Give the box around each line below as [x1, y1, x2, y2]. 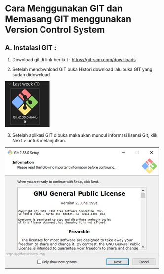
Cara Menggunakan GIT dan [5, 3, 123, 14]
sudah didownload [12, 72, 50, 77]
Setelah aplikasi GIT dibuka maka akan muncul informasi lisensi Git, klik [12, 132, 158, 138]
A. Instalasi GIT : [5, 43, 57, 52]
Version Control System [5, 24, 105, 35]
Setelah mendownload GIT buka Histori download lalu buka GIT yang [12, 66, 153, 72]
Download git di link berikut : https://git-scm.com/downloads [12, 57, 136, 62]
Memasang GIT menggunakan [5, 13, 132, 25]
